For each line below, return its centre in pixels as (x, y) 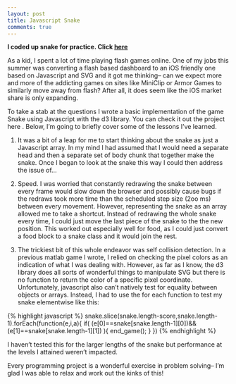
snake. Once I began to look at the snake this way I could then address (120, 163)
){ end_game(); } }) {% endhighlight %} (160, 331)
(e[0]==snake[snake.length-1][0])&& (144, 323)
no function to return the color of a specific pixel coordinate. (105, 280)
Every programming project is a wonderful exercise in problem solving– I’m (116, 366)
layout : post (26, 14)
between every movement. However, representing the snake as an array (122, 206)
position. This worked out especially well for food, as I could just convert (123, 229)
